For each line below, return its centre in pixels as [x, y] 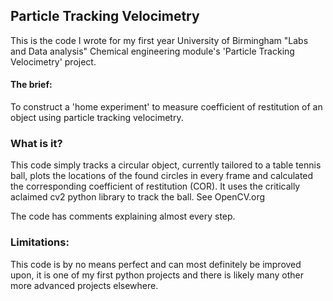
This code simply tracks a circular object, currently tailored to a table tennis [166, 165]
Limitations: [40, 242]
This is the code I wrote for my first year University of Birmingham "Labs [159, 40]
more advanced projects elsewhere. [84, 285]
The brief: [31, 85]
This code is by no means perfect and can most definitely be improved [156, 264]
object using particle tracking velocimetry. [97, 118]
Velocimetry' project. [53, 61]
